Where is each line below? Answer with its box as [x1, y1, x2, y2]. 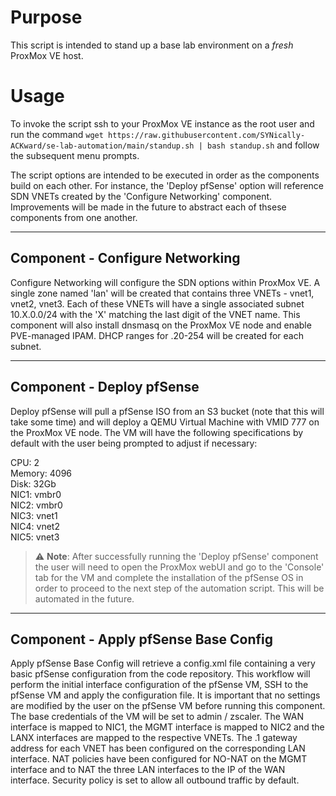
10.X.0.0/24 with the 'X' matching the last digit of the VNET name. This [10, 308, 301, 320]
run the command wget [10, 128, 104, 140]
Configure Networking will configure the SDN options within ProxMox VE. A [10, 276, 321, 288]
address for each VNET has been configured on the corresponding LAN [10, 742, 306, 755]
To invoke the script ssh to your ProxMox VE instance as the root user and [10, 117, 315, 130]
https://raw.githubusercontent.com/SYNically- [108, 130, 306, 140]
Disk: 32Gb [10, 477, 57, 490]
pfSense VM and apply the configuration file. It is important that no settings [10, 689, 321, 701]
